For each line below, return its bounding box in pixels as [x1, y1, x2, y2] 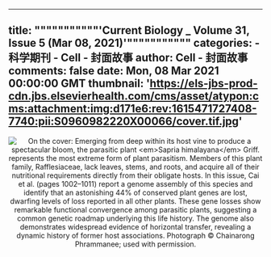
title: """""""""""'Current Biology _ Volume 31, [8, 23, 250, 37]
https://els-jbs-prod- [149, 77, 258, 91]
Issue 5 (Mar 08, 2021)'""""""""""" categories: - [8, 36, 261, 50]
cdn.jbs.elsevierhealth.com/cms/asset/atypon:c [8, 90, 260, 103]
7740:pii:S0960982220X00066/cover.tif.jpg [8, 115, 240, 128]
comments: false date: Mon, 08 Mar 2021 [8, 64, 219, 78]
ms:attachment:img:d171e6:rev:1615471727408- [8, 102, 257, 116]
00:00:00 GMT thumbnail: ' [8, 77, 151, 91]
